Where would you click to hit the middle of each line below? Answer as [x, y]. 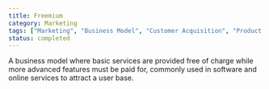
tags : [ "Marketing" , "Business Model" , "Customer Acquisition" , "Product [135, 30]
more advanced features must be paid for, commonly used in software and [132, 70]
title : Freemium [36, 16]
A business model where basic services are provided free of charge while [131, 61]
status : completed [39, 38]
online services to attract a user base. [71, 78]
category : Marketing [43, 23]
